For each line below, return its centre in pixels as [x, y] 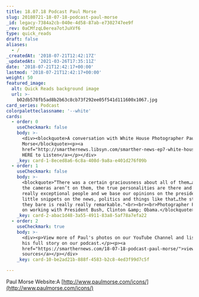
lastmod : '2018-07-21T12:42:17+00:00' [54, 72]
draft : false [22, 39]
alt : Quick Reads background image [55, 89]
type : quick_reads [29, 34]
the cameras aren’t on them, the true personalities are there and [107, 188]
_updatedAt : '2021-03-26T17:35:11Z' [51, 61]
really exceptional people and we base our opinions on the [97, 193]
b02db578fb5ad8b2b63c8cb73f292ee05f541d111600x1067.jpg [87, 100]
